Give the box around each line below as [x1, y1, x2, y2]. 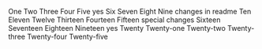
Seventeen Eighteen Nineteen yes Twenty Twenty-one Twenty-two [8, 24, 226, 32]
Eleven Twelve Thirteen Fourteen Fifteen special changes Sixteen [8, 15, 221, 24]
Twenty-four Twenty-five [27, 32, 108, 41]
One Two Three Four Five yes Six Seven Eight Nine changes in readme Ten [8, 7, 252, 16]
